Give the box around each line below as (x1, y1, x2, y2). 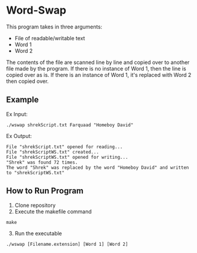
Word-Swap (6, 4, 67, 17)
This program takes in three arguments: (6, 23, 102, 30)
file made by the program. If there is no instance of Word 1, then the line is (6, 65, 186, 72)
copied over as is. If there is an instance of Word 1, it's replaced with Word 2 (6, 71, 192, 78)
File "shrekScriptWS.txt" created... (6, 149, 99, 155)
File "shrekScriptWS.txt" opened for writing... (6, 154, 128, 160)
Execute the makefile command (14, 208, 92, 215)
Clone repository (14, 201, 56, 209)
